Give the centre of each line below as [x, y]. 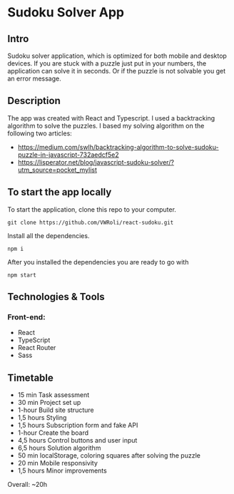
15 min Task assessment [54, 395]
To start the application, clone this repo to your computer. [92, 209]
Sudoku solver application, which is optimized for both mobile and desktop [117, 56]
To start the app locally [60, 192]
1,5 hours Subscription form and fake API [78, 426]
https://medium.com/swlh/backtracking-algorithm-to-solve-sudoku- [118, 147]
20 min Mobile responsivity [58, 463]
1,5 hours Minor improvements [62, 470]
